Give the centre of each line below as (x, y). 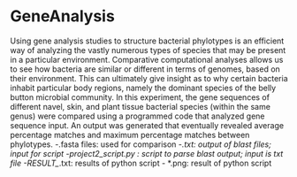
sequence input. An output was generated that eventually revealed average (147, 125)
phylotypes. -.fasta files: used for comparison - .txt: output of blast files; (141, 144)
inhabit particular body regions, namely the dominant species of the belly (143, 88)
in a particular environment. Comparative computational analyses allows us (147, 59)
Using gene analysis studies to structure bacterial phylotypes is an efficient (147, 41)
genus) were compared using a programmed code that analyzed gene (137, 116)
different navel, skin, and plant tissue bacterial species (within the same (140, 106)
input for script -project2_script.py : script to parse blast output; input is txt (147, 153)
